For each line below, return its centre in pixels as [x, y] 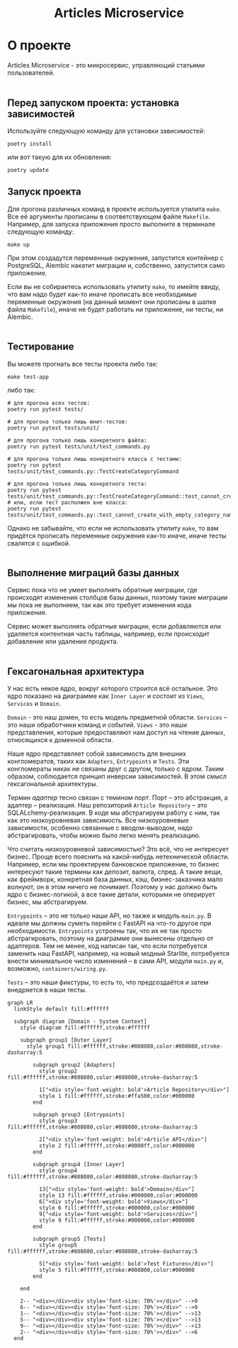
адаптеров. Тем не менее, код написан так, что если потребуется [107, 946]
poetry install [30, 143]
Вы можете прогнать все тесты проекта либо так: [83, 364]
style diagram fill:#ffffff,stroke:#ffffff [85, 1028]
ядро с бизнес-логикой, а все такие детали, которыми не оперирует [111, 895]
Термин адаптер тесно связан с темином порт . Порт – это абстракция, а [118, 798]
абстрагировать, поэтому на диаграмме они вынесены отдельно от [110, 938]
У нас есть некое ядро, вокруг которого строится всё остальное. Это [113, 689]
